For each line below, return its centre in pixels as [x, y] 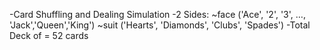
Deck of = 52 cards [49, 35]
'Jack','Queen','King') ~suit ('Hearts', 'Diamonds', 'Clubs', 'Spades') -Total [160, 25]
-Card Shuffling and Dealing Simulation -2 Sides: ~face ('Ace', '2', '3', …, [157, 14]
